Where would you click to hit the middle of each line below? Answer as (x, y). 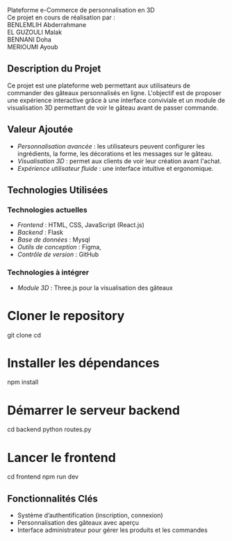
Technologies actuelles (48, 210)
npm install (23, 382)
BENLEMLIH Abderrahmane (47, 25)
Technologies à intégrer (48, 272)
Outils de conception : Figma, (59, 247)
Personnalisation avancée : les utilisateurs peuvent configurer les (111, 146)
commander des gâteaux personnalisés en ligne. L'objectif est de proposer (114, 92)
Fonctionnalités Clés (53, 498)
